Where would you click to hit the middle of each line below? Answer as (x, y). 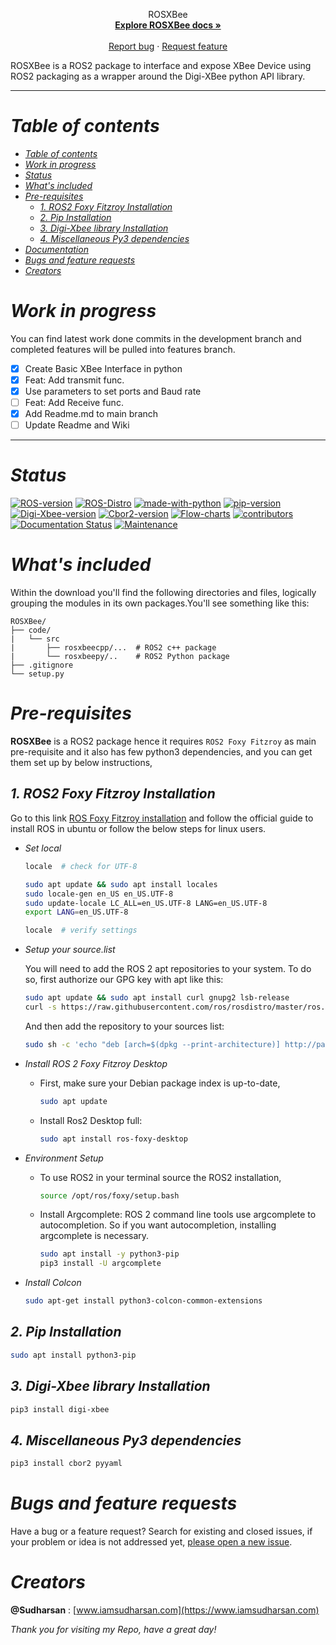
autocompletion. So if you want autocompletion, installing (158, 1225)
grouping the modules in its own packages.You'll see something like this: (160, 603)
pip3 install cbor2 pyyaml (66, 1464)
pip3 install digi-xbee (60, 1409)
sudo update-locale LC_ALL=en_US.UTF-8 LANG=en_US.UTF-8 (146, 903)
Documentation (56, 249)
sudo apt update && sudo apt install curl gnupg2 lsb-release (157, 998)
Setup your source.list (70, 950)
